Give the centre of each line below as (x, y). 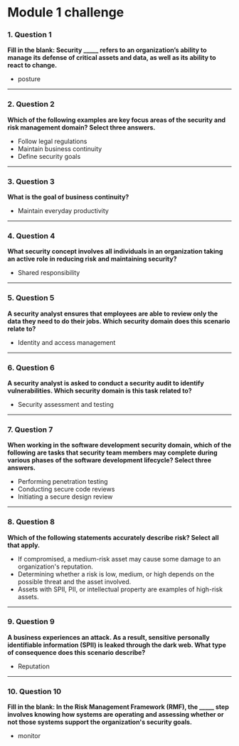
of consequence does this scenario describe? (76, 652)
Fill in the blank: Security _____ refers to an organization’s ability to (107, 50)
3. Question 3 (31, 181)
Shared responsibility (49, 273)
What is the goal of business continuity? (68, 197)
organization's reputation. (55, 566)
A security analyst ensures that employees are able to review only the (113, 314)
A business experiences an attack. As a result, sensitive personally (108, 637)
